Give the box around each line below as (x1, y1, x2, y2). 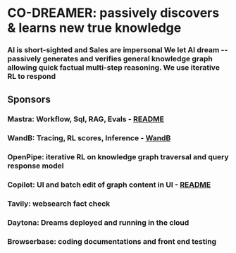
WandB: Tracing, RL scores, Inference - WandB (7, 133, 171, 143)
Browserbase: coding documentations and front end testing (7, 236, 217, 246)
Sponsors (7, 93, 51, 105)
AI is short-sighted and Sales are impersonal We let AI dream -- (7, 45, 228, 55)
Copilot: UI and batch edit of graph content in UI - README (7, 180, 211, 190)
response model (7, 161, 64, 171)
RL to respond (7, 72, 56, 82)
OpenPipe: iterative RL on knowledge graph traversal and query (7, 152, 229, 162)
